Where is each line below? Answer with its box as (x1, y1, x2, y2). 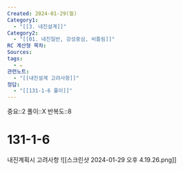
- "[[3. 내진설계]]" (13, 23, 67, 30)
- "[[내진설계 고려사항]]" (13, 74, 79, 82)
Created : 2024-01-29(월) (7, 10, 77, 17)
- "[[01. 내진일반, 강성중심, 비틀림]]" (13, 36, 115, 43)
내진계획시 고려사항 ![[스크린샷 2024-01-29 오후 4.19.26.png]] (7, 156, 177, 164)
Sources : (7, 49, 32, 56)
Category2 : (7, 29, 39, 37)
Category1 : (7, 17, 39, 24)
